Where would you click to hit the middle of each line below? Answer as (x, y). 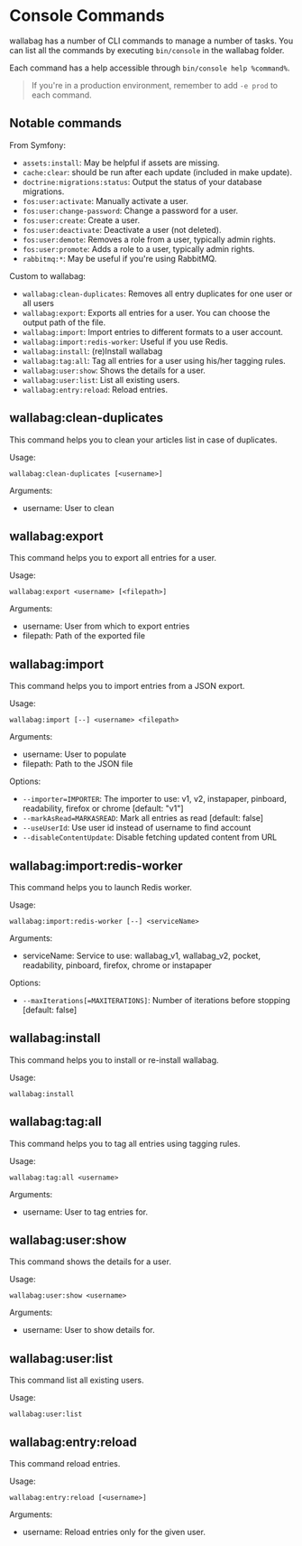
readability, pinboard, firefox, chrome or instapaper (117, 965)
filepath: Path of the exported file (84, 636)
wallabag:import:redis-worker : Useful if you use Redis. (125, 341)
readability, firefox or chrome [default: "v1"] (103, 808)
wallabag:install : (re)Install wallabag (92, 351)
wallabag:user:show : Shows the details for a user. (114, 370)
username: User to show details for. (88, 1330)
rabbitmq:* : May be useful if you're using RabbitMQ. (119, 258)
